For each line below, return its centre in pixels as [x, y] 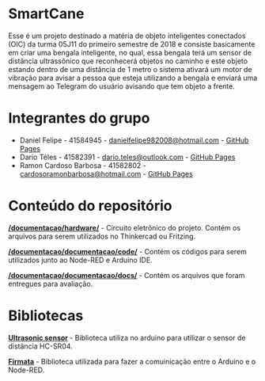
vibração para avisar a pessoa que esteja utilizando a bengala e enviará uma [133, 78]
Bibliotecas [46, 316]
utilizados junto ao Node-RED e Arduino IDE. [80, 260]
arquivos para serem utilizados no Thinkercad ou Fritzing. [102, 236]
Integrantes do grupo [79, 118]
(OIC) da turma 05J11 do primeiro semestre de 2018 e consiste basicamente [132, 44]
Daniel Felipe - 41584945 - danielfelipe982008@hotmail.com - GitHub [134, 140]
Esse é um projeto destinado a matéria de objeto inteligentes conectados [127, 36]
